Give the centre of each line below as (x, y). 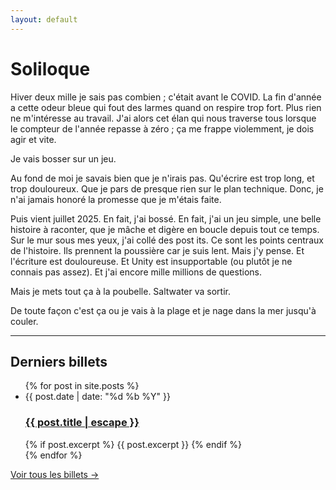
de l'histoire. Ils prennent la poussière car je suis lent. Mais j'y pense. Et (157, 250)
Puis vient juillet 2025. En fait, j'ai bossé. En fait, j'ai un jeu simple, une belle (166, 218)
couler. (24, 321)
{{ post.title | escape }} (82, 423)
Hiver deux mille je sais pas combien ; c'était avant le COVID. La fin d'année (166, 97)
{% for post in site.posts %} (82, 386)
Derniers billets (59, 361)
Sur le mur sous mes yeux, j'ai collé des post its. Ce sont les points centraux (167, 240)
